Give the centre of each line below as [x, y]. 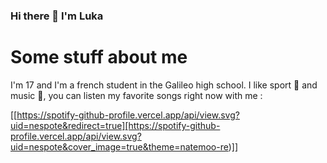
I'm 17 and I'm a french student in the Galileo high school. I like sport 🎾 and [164, 85]
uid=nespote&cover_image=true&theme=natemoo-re [119, 146]
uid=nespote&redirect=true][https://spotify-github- [115, 125]
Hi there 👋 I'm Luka [57, 16]
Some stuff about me [99, 57]
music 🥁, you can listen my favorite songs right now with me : [136, 95]
